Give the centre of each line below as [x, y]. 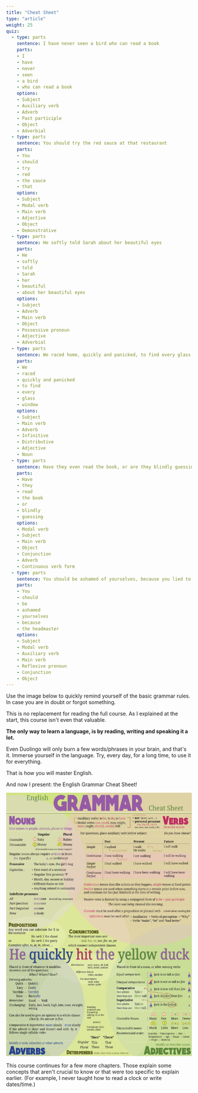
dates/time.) [21, 1084]
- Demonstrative [37, 230]
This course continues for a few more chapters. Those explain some [89, 1066]
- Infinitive [33, 436]
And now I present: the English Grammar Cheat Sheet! [72, 784]
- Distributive [35, 442]
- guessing [30, 516]
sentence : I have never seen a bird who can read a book [88, 44]
